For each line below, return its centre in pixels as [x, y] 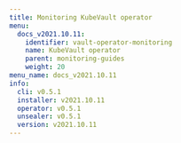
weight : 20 [45, 68]
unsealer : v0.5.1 [49, 116]
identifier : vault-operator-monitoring [99, 42]
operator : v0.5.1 [49, 108]
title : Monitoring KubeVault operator [81, 17]
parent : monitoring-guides [75, 59]
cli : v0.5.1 [39, 91]
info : [19, 83]
